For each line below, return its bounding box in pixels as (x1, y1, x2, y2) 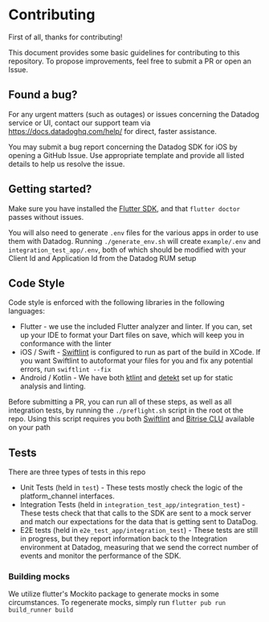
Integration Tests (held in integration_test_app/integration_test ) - (19, 500, 246, 510)
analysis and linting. (19, 381, 86, 391)
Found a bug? (8, 88, 78, 102)
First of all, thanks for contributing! (8, 32, 123, 42)
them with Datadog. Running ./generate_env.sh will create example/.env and (8, 236, 261, 246)
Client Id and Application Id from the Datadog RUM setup (8, 253, 197, 262)
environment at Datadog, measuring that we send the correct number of (19, 543, 259, 552)
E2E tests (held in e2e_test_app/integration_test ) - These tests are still (19, 526, 259, 535)
